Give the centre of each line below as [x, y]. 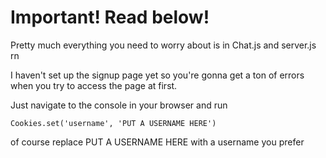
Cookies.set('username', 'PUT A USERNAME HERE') [113, 123]
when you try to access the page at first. [94, 85]
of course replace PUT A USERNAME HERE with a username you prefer [157, 142]
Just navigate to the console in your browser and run [119, 105]
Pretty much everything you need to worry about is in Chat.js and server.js [163, 45]
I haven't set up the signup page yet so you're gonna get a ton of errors [157, 75]
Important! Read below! [110, 17]
